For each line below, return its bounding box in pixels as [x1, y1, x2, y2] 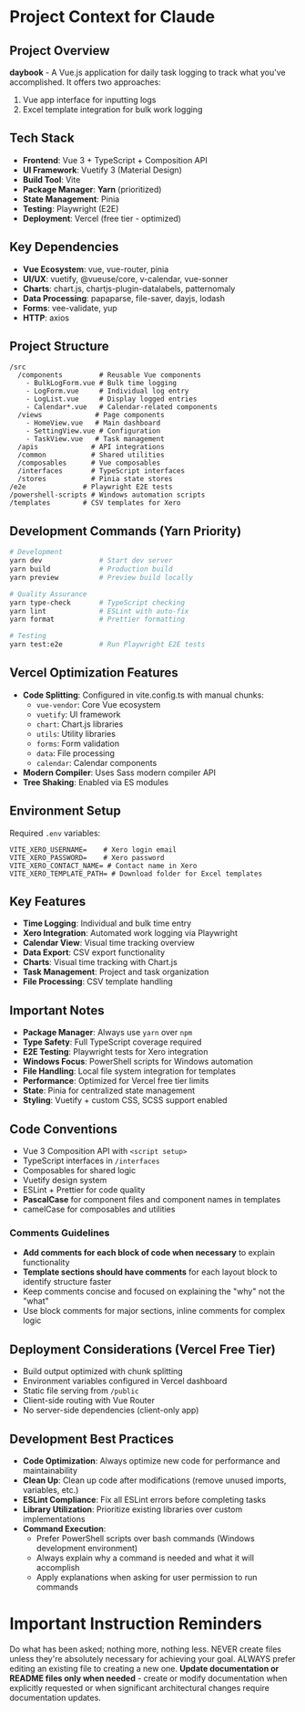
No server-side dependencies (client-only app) [22, 1404, 199, 1416]
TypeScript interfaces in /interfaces [22, 1155, 160, 1166]
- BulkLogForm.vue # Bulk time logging [25, 379, 178, 388]
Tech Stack [9, 131, 75, 146]
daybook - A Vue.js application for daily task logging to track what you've [9, 67, 286, 78]
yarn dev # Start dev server [9, 556, 173, 565]
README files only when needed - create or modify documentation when [9, 1673, 288, 1684]
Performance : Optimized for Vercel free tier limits [22, 1076, 209, 1087]
